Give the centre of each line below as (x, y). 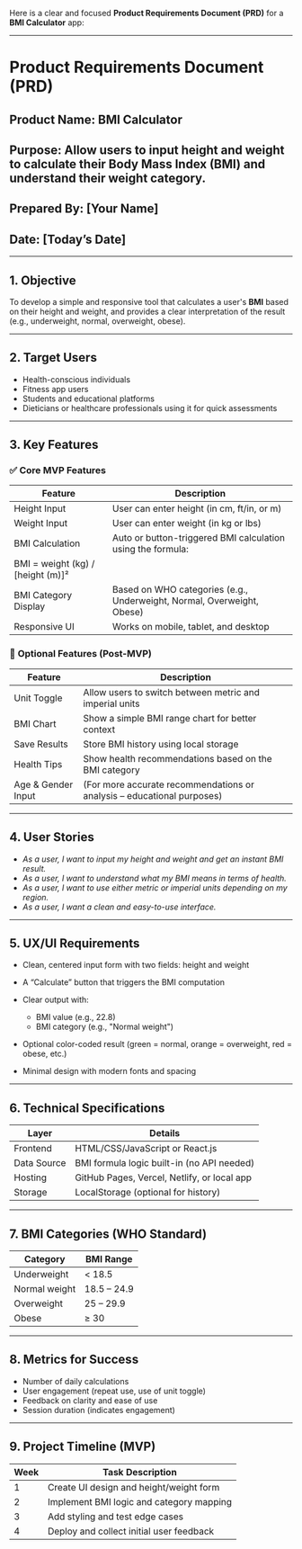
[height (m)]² (41, 575)
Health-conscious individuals (76, 379)
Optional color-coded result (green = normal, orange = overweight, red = (157, 1044)
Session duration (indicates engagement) (98, 1410)
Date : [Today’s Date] (68, 239)
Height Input (40, 509)
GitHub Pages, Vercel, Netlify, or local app (164, 1177)
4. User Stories (52, 837)
